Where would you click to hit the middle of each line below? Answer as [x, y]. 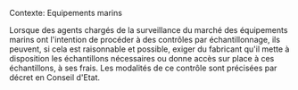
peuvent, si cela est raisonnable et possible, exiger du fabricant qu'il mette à [149, 49]
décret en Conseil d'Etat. [55, 78]
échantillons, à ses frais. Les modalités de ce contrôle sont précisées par [143, 68]
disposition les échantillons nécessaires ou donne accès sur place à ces [142, 58]
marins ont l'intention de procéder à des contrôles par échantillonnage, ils [145, 40]
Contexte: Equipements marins [66, 13]
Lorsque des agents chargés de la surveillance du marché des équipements [149, 30]
